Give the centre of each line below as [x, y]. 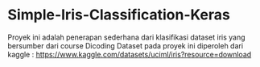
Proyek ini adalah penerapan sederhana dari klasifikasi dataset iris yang [127, 37]
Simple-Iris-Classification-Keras [119, 15]
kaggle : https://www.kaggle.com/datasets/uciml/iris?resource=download [130, 54]
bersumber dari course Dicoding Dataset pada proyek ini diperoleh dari [125, 45]
